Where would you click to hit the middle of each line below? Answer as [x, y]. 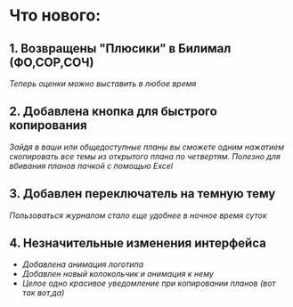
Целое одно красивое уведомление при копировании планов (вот [149, 283]
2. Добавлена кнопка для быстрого [114, 112]
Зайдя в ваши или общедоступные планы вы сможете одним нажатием [147, 147]
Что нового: [55, 16]
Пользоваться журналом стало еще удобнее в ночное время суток [138, 215]
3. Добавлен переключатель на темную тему [142, 194]
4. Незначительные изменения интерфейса [138, 243]
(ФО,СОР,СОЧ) [52, 62]
